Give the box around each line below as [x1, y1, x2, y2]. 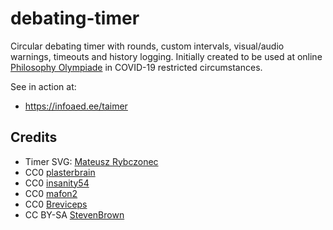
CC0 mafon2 [24, 187, 78, 199]
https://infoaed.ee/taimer [24, 100, 128, 112]
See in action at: [10, 80, 77, 92]
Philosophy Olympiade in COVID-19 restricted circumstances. [10, 61, 263, 73]
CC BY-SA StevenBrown [24, 208, 125, 221]
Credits [10, 129, 58, 146]
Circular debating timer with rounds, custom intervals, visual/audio [10, 40, 285, 52]
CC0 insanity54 [24, 177, 90, 189]
